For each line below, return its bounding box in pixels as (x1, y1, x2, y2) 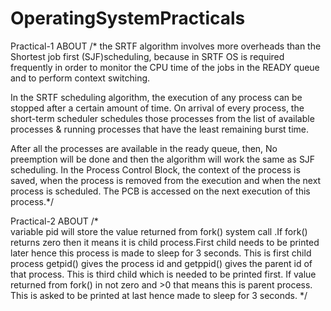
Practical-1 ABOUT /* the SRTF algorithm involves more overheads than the (10, 40, 322, 52)
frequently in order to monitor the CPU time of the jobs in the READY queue (10, 61, 320, 73)
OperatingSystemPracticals (10, 7, 246, 30)
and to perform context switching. (10, 72, 151, 84)
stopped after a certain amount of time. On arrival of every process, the (10, 102, 305, 114)
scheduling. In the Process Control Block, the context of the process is (10, 163, 301, 176)
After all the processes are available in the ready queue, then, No (10, 142, 278, 154)
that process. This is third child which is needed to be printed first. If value (10, 268, 317, 280)
